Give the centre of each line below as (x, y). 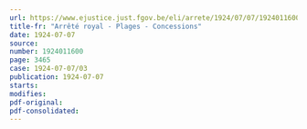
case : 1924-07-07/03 (49, 69)
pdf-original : (37, 102)
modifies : (28, 94)
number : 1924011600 (47, 52)
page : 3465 (30, 60)
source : (24, 43)
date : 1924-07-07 (42, 35)
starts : (24, 85)
